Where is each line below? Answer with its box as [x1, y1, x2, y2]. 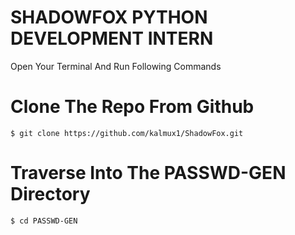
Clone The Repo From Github [10, 96, 255, 118]
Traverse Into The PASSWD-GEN [10, 162, 287, 185]
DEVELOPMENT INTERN [10, 27, 214, 50]
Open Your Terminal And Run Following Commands [10, 60, 222, 72]
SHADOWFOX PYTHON [10, 6, 208, 29]
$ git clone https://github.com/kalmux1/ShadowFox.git [10, 128, 244, 138]
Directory [10, 183, 91, 206]
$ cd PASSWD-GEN [10, 216, 78, 226]
